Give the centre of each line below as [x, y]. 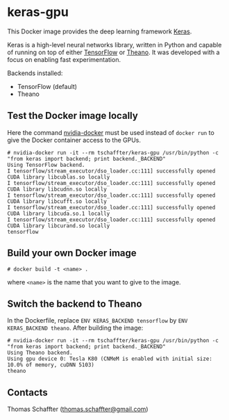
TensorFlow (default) [47, 86]
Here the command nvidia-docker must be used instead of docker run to [111, 132]
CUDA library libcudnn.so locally [57, 189]
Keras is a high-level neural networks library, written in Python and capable [114, 45]
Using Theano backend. [40, 353]
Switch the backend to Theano [75, 304]
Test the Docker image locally [73, 116]
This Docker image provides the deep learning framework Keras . [100, 31]
